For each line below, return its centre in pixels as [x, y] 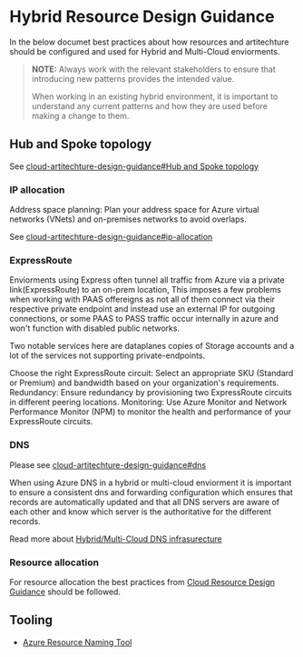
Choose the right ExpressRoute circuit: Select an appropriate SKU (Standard [151, 373]
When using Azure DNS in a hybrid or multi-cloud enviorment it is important [151, 483]
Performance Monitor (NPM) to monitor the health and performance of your [151, 412]
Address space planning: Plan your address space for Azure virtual [135, 210]
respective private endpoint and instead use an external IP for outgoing [142, 309]
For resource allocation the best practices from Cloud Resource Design [142, 582]
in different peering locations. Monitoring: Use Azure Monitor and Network [148, 403]
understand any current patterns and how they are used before [149, 105]
